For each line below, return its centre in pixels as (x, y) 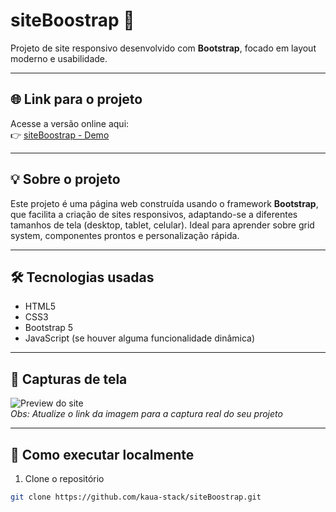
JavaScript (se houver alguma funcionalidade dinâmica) (140, 338)
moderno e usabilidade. (59, 58)
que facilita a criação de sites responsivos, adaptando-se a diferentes (154, 214)
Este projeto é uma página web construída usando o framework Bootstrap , (164, 203)
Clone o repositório (64, 478)
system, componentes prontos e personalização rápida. (125, 235)
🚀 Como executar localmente (102, 454)
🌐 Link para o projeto (76, 99)
